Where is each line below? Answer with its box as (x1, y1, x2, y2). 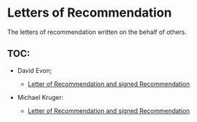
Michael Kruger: (17, 93, 64, 101)
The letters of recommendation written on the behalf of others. (7, 28, 187, 36)
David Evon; (17, 66, 52, 74)
